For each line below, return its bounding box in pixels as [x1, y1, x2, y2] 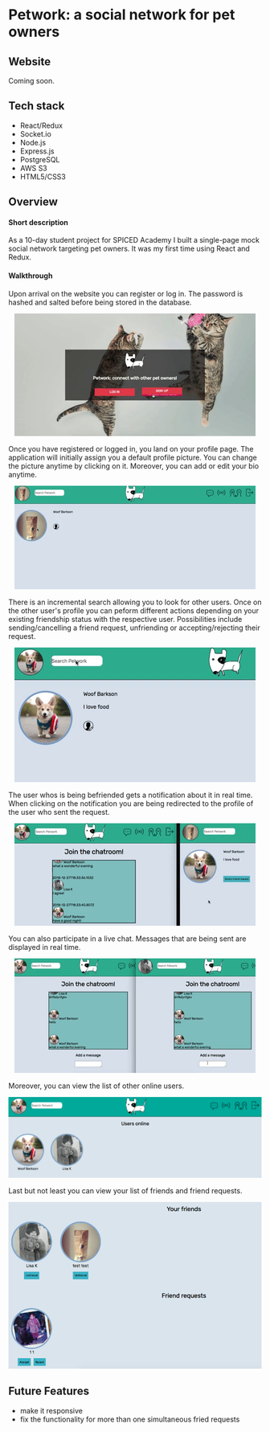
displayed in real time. [8, 942, 81, 951]
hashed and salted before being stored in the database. [8, 297, 192, 307]
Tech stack [8, 99, 65, 113]
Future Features [8, 1385, 90, 1398]
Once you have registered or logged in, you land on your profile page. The [8, 444, 254, 453]
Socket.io [19, 129, 52, 138]
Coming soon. [8, 76, 55, 85]
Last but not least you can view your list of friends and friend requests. [8, 1186, 243, 1196]
